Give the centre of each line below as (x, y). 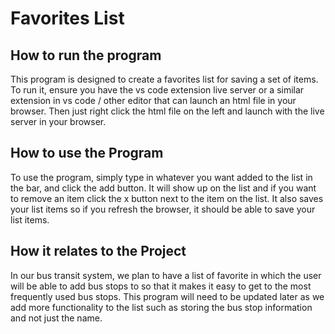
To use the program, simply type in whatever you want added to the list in (161, 177)
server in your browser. (58, 121)
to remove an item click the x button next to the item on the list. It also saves (167, 198)
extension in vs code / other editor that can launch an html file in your (153, 100)
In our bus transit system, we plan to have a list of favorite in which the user (166, 275)
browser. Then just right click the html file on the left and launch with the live (167, 111)
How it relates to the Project (98, 251)
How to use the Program (87, 153)
